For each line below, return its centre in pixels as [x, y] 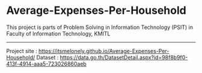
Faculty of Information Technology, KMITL [58, 33]
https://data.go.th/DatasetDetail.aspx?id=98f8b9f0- [124, 57]
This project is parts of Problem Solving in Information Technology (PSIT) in [100, 27]
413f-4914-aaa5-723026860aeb [47, 63]
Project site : [22, 51]
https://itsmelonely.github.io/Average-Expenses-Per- [104, 51]
